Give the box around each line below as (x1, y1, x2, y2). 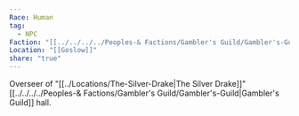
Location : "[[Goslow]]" (9, 46, 98, 55)
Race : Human (9, 12, 53, 22)
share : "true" (9, 54, 62, 63)
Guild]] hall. (9, 97, 52, 107)
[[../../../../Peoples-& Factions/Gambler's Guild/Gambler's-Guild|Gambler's (9, 88, 280, 98)
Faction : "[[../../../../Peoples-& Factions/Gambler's (9, 37, 217, 47)
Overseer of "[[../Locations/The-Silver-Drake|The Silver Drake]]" (9, 79, 246, 89)
